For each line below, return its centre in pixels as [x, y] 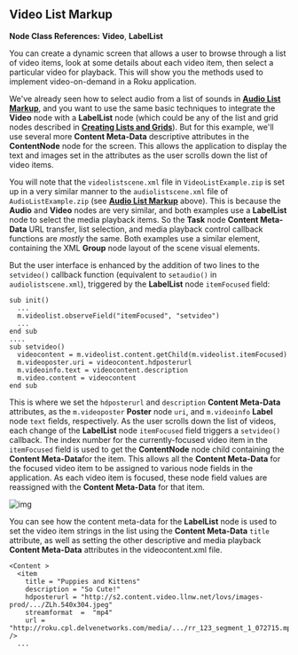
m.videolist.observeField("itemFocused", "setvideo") [118, 316]
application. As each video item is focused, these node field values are [138, 477]
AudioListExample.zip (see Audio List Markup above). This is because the [145, 201]
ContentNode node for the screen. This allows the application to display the [148, 146]
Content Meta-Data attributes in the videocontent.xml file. [116, 549]
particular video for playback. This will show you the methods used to [136, 72]
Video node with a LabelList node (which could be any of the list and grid [144, 117]
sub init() [29, 300]
